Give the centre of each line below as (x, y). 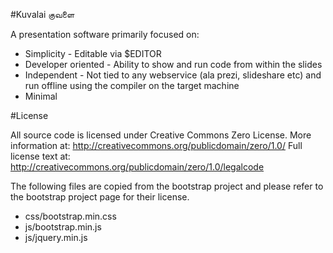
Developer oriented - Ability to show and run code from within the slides (173, 64)
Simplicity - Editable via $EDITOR (93, 53)
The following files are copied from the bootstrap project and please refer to (167, 186)
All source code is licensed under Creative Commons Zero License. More (161, 135)
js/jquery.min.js (56, 237)
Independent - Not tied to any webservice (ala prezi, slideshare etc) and (173, 75)
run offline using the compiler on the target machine (132, 85)
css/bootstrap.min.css (70, 216)
